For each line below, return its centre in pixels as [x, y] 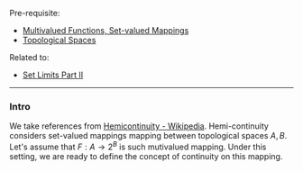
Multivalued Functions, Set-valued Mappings [106, 30]
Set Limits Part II [53, 75]
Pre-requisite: [35, 13]
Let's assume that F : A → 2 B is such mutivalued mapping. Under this [138, 146]
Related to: [29, 57]
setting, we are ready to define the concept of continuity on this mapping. [146, 156]
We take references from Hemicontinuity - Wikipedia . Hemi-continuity [139, 126]
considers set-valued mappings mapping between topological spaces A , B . [148, 136]
